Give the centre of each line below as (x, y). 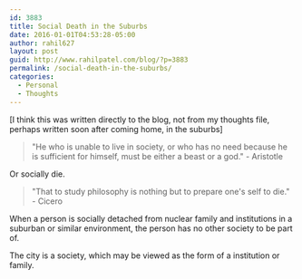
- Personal (38, 85)
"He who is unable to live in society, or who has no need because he (160, 147)
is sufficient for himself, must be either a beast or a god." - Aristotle (157, 156)
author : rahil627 (42, 43)
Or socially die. (37, 174)
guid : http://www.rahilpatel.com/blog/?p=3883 (99, 60)
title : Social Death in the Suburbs (78, 26)
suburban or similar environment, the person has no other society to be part (151, 228)
